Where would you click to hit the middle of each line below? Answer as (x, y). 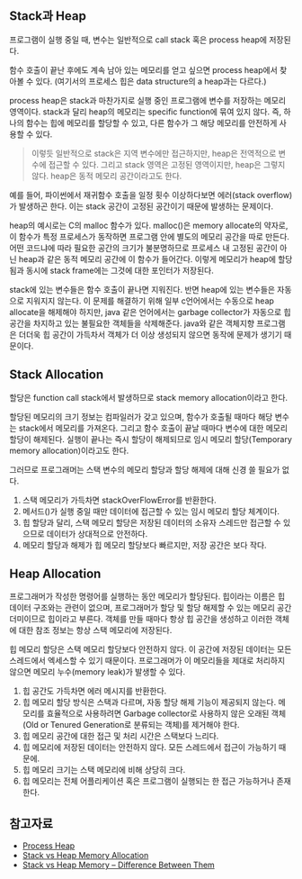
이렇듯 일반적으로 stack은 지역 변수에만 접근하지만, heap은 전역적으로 (154, 153)
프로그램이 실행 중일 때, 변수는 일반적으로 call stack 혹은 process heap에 (138, 40)
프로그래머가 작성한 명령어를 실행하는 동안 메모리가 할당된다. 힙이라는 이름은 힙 (147, 596)
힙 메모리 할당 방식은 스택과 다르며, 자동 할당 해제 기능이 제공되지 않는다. (149, 702)
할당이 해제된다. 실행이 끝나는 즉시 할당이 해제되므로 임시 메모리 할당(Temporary (151, 439)
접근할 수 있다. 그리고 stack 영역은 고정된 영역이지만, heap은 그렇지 (167, 164)
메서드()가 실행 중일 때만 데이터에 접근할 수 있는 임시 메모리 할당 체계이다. (151, 511)
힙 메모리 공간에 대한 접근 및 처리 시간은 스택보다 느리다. (120, 736)
